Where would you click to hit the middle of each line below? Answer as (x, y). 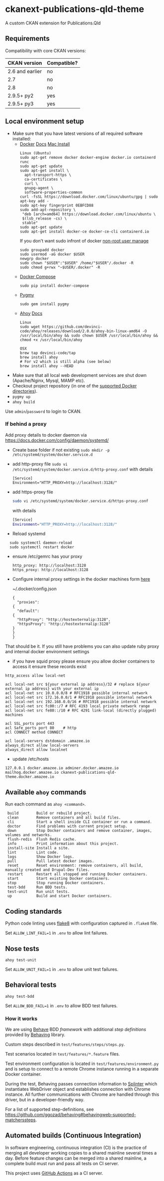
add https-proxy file (33, 492)
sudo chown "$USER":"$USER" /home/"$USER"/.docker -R (77, 263)
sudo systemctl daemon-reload (41, 543)
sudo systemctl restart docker (42, 547)
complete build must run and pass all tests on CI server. (62, 1163)
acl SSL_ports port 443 (30, 724)
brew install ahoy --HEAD (46, 366)
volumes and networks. (29, 835)
